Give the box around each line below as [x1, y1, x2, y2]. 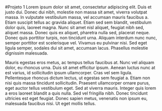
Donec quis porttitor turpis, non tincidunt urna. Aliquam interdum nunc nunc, [5, 35, 157, 41]
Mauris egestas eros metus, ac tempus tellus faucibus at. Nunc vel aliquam [5, 60, 155, 65]
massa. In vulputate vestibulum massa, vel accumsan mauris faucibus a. [5, 14, 149, 20]
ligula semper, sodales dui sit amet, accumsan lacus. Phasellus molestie [5, 45, 148, 51]
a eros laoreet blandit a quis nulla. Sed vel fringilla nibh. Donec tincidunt [5, 90, 148, 96]
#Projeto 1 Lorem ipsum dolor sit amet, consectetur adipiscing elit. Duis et [5, 4, 152, 10]
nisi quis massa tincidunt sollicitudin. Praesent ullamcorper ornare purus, [5, 80, 150, 86]
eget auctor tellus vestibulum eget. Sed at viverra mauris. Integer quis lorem [5, 85, 156, 91]
